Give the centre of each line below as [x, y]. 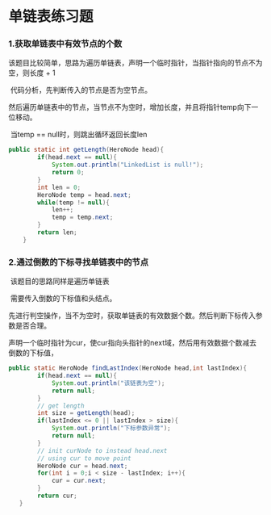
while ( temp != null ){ [74, 203]
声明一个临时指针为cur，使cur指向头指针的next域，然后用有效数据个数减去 [132, 343]
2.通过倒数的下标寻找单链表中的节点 [79, 262]
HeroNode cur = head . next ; [83, 466]
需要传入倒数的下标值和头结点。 [63, 299]
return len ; [58, 232]
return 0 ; [68, 173]
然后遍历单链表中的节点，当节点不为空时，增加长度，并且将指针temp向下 [130, 107]
